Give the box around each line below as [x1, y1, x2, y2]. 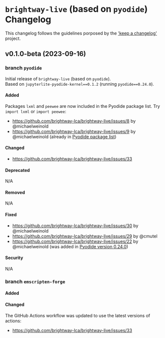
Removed [5, 189, 25, 195]
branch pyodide [5, 65, 42, 71]
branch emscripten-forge [5, 278, 66, 285]
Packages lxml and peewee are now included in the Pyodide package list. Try [5, 103, 161, 109]
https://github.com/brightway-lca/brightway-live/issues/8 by [12, 118, 136, 124]
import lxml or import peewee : [5, 108, 67, 114]
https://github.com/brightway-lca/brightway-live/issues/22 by [12, 238, 138, 244]
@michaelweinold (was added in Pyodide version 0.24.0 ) [12, 243, 128, 249]
